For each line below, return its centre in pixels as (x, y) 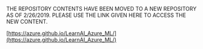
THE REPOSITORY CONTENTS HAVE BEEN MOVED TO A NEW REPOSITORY (101, 9)
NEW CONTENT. (27, 21)
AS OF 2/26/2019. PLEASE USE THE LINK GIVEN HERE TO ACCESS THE (96, 15)
